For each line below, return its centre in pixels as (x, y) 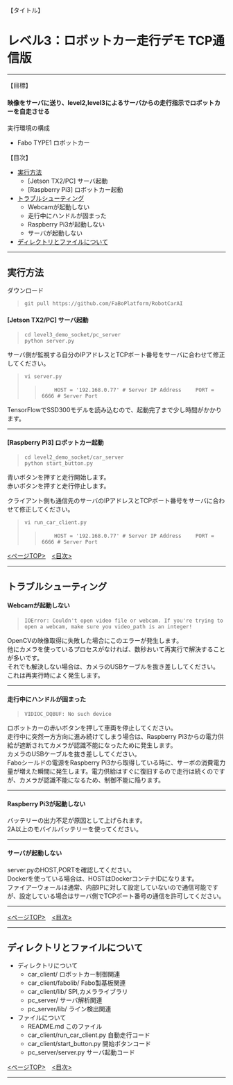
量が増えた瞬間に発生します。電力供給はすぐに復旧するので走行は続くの (110, 772)
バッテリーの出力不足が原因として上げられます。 (77, 821)
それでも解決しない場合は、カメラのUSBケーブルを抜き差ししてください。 (113, 667)
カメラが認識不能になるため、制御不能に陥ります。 (92, 780)
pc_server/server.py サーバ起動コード (81, 1052)
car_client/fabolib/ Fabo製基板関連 (77, 983)
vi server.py (43, 377)
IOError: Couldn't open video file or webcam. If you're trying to (123, 621)
